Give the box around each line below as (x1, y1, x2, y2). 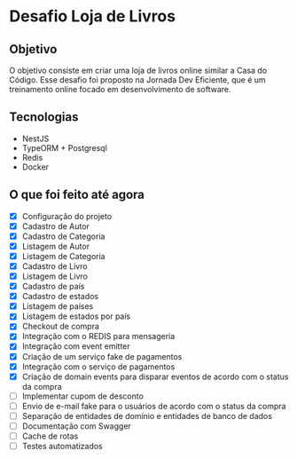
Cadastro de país (21, 281, 85, 292)
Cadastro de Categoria (21, 231, 106, 241)
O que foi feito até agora (9, 187, 145, 202)
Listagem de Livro (21, 271, 89, 281)
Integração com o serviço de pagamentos (21, 361, 176, 372)
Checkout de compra (21, 321, 100, 332)
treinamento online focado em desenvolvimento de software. (9, 84, 232, 94)
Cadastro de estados (21, 291, 99, 302)
